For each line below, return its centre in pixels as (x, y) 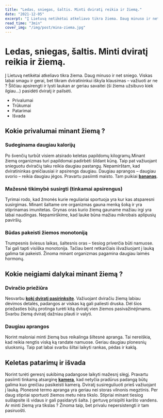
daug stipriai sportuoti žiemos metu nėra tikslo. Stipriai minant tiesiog (74, 395)
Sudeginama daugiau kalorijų (40, 145)
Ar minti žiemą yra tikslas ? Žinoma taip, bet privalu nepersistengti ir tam (77, 405)
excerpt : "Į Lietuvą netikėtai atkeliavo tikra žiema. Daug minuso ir (78, 18)
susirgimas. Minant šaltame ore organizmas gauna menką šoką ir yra (73, 205)
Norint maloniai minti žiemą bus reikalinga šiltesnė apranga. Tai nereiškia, (78, 337)
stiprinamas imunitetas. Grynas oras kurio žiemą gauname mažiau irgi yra (78, 210)
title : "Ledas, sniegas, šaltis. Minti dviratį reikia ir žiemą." (73, 9)
